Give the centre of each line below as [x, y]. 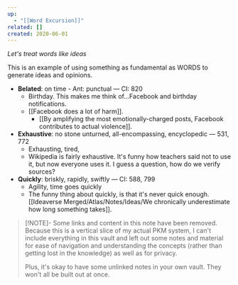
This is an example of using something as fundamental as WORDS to [108, 67]
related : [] [25, 27]
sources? [42, 172]
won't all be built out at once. [67, 274]
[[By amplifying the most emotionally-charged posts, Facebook [131, 119]
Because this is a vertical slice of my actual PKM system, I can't [118, 230]
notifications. [47, 104]
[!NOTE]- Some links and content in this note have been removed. [121, 223]
